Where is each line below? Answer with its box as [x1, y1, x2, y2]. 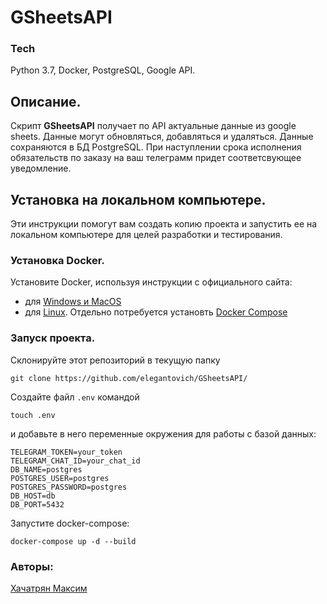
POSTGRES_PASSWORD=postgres [10, 482, 128, 492]
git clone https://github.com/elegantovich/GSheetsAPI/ [10, 373, 248, 383]
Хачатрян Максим [10, 582, 88, 594]
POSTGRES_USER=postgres [10, 473, 110, 483]
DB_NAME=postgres [10, 464, 83, 475]
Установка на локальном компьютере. [10, 191, 267, 208]
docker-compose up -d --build [10, 536, 137, 546]
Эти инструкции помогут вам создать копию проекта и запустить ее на [10, 218, 318, 230]
